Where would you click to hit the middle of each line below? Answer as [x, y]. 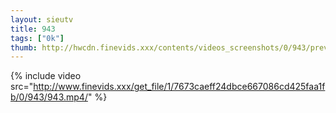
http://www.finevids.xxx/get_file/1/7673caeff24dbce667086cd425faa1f [179, 87]
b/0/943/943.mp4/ [49, 97]
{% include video [46, 76]
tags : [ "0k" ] [37, 38]
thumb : [24, 47]
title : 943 [33, 29]
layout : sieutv [42, 19]
